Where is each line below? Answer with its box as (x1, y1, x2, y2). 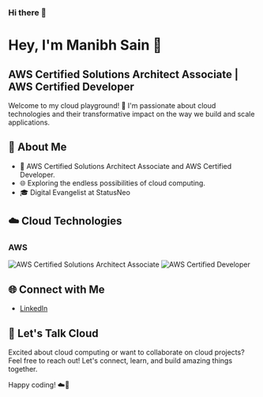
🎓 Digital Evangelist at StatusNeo (19, 187, 130, 197)
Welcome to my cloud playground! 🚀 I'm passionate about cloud (8, 100, 216, 110)
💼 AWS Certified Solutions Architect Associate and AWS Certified (19, 161, 232, 170)
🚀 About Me (8, 140, 67, 154)
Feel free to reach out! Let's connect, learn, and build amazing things (8, 356, 233, 365)
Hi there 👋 (8, 7, 47, 18)
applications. (8, 118, 50, 127)
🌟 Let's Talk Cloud (8, 327, 99, 340)
